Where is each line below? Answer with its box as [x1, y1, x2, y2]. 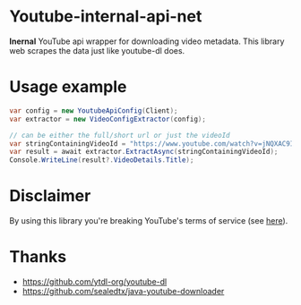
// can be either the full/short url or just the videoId [9, 131, 230, 140]
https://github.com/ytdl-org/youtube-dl [21, 276, 168, 287]
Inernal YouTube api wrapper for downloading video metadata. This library [9, 36, 285, 47]
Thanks [9, 247, 67, 267]
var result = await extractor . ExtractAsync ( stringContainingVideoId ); [9, 148, 279, 157]
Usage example [9, 77, 127, 97]
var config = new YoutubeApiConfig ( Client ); [9, 106, 178, 115]
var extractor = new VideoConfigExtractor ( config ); [9, 114, 206, 123]
